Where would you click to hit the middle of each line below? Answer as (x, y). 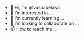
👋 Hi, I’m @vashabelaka (35, 8)
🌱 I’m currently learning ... (37, 18)
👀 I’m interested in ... (32, 13)
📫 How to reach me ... (34, 29)
